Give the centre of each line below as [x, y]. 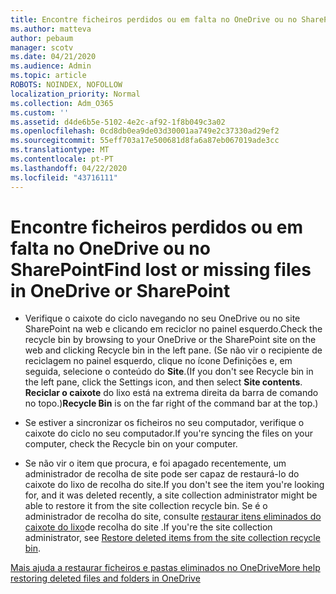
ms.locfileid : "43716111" [64, 177]
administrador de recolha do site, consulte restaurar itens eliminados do [173, 517]
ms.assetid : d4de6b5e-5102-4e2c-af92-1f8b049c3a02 [118, 122]
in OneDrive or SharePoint [120, 290]
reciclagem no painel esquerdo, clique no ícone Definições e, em [158, 361]
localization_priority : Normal [75, 94]
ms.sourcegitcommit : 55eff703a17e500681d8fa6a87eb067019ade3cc [145, 141]
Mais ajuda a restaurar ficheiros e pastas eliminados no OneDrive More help [165, 568]
